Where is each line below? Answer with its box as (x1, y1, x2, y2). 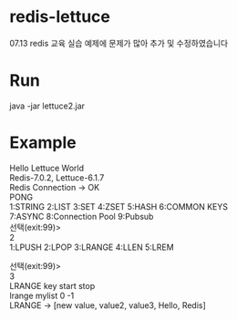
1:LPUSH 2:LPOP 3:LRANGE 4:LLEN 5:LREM (9, 242, 175, 253)
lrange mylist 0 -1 (9, 290, 75, 301)
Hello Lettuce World (9, 162, 85, 173)
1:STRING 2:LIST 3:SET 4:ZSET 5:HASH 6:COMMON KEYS (9, 201, 228, 212)
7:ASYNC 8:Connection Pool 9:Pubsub (9, 211, 154, 222)
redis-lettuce (9, 6, 111, 27)
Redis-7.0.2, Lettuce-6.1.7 (9, 171, 105, 183)
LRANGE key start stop (9, 280, 96, 291)
